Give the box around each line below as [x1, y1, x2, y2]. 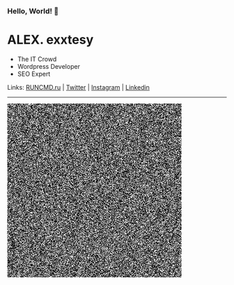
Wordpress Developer [17, 62, 80, 70]
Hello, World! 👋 [7, 6, 59, 16]
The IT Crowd [17, 55, 57, 63]
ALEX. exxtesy [7, 32, 94, 48]
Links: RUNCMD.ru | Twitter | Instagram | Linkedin [7, 83, 150, 91]
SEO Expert [17, 70, 51, 78]
